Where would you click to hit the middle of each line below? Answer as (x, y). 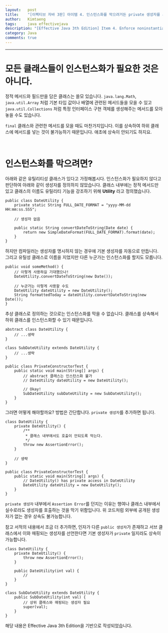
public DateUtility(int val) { (47, 571)
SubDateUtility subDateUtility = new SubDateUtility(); (82, 393)
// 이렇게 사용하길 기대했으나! (41, 272)
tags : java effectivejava (37, 24)
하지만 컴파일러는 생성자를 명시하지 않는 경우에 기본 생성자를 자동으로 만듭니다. (82, 251)
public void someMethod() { (34, 267)
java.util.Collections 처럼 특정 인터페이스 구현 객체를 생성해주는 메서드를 (79, 109)
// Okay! (32, 389)
